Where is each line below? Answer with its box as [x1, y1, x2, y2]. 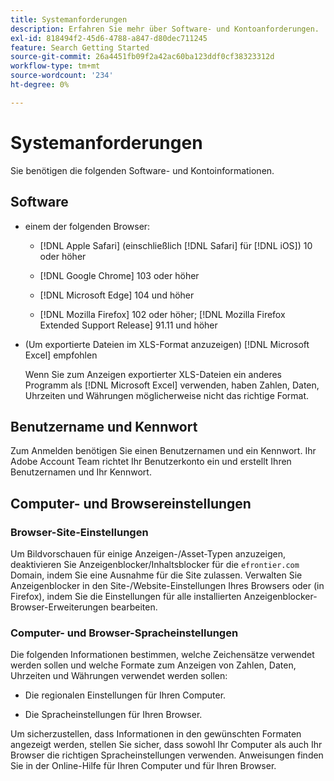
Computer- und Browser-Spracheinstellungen [10, 626, 239, 640]
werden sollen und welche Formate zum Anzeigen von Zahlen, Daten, [10, 659, 297, 671]
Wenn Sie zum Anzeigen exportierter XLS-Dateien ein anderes [24, 368, 282, 380]
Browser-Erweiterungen [10, 601, 109, 613]
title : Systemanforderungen [10, 14, 128, 25]
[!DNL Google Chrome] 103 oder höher [39, 269, 200, 281]
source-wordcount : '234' [10, 71, 114, 81]
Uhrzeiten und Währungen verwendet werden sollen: [10, 670, 228, 682]
